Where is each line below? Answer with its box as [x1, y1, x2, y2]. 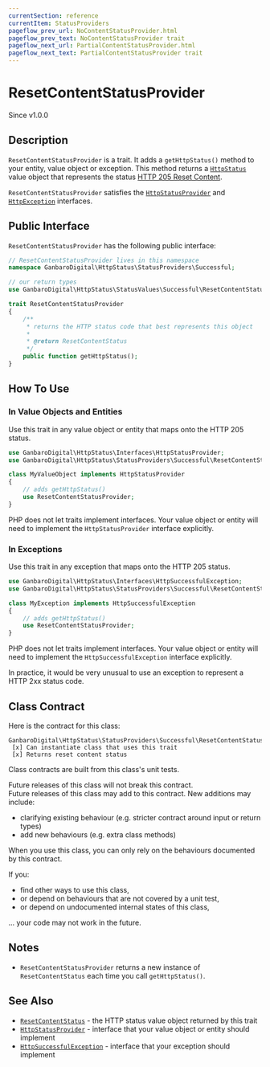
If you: [8, 869, 30, 879]
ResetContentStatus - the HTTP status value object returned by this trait [19, 1016, 258, 1025]
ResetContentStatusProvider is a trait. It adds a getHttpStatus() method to [8, 154, 255, 165]
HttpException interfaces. [8, 196, 93, 206]
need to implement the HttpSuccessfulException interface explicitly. [8, 652, 232, 662]
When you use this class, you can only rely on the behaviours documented [8, 845, 256, 855]
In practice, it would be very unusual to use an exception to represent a [8, 668, 243, 677]
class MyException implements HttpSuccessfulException [8, 599, 196, 607]
